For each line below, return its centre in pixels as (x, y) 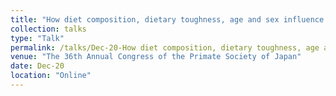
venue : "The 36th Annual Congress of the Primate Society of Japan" (156, 57)
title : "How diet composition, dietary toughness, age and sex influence (167, 19)
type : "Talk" (37, 38)
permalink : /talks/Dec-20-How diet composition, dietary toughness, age (165, 47)
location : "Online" (51, 76)
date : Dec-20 (37, 66)
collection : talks (48, 29)
